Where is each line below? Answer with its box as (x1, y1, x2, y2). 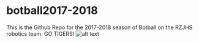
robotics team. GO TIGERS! (6, 30, 75, 37)
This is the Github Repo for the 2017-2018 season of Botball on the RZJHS (6, 24, 193, 31)
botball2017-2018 (6, 4, 98, 18)
